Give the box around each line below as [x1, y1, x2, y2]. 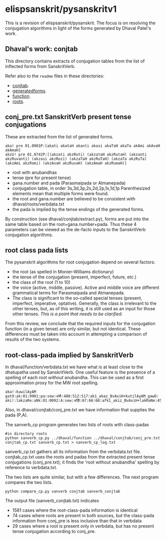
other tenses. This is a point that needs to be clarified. [12, 311, 123, 317]
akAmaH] [5, 147, 21, 152]
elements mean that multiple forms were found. [12, 190, 109, 197]
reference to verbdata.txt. [5, 465, 58, 471]
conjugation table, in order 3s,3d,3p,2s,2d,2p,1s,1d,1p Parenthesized [12, 185, 151, 191]
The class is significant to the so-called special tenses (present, [12, 295, 142, 301]
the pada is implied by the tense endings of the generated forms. [12, 206, 145, 212]
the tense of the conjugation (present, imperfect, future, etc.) [12, 274, 137, 280]
